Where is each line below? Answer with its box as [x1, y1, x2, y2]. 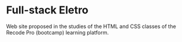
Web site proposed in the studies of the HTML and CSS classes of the [6, 23, 176, 30]
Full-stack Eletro [6, 3, 89, 17]
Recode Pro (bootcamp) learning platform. [6, 29, 109, 36]
